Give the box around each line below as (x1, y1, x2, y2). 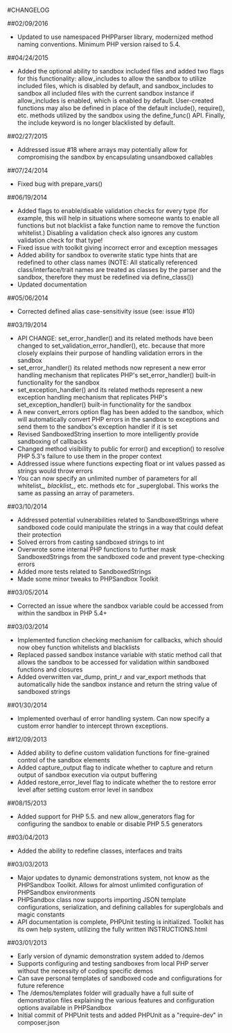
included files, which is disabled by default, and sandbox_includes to (17, 82, 213, 89)
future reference (17, 982, 64, 989)
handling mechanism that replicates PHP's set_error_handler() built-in (17, 371, 216, 379)
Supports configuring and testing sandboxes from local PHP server (17, 959, 209, 967)
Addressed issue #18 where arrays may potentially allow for (17, 146, 188, 153)
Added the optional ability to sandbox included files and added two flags (17, 67, 224, 75)
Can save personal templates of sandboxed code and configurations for (17, 974, 223, 982)
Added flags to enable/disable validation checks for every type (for (17, 207, 209, 214)
